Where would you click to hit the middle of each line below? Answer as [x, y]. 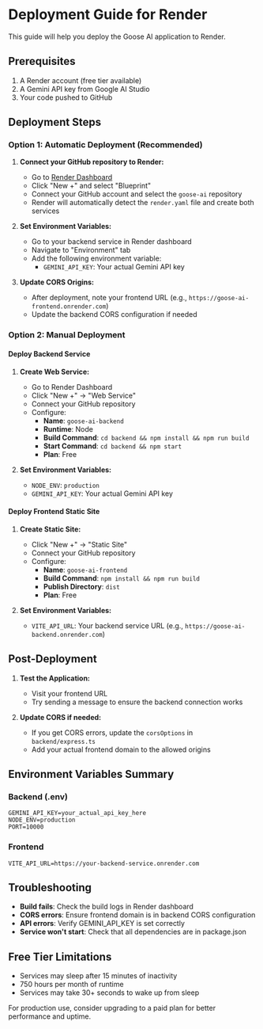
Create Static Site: [50, 529]
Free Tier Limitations [60, 957]
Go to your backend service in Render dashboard [111, 242]
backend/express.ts [64, 741]
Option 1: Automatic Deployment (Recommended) [105, 145]
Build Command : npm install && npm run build [121, 578]
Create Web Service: [54, 372]
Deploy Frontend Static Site [54, 512]
